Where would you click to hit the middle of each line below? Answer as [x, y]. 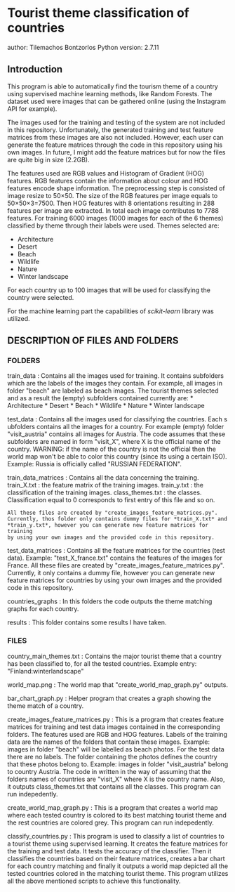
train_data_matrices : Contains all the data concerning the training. [103, 478]
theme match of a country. [46, 706]
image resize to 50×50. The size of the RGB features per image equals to [113, 195]
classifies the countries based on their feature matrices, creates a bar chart [116, 858]
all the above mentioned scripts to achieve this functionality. [94, 881]
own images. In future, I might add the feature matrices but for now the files [116, 152]
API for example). [32, 109]
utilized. [19, 318]
